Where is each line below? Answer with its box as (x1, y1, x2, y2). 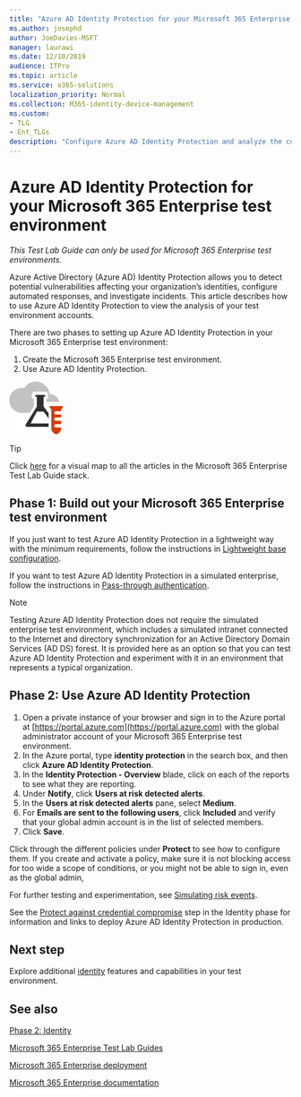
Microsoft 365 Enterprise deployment (9, 1060, 148, 1071)
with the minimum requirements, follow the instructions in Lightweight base (9, 543, 287, 554)
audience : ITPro (9, 62, 70, 71)
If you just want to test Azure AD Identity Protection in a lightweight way (9, 533, 275, 544)
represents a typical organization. (9, 661, 133, 672)
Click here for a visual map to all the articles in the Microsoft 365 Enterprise (9, 460, 288, 471)
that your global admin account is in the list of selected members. (21, 816, 264, 827)
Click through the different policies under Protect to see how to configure (9, 843, 280, 854)
